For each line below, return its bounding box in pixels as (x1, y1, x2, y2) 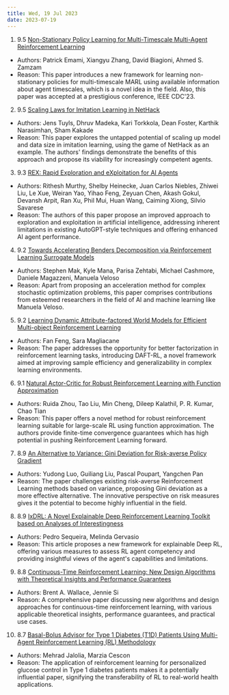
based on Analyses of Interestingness (16, 519, 124, 527)
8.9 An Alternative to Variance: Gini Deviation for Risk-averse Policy (16, 449, 207, 457)
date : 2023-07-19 (7, 16, 57, 23)
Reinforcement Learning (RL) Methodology (35, 637, 156, 646)
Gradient (16, 456, 42, 464)
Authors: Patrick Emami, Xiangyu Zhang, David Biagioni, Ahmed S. (16, 55, 204, 64)
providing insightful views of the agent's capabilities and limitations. (16, 554, 208, 562)
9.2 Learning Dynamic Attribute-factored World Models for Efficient (16, 316, 207, 324)
